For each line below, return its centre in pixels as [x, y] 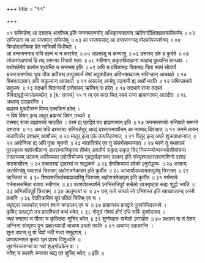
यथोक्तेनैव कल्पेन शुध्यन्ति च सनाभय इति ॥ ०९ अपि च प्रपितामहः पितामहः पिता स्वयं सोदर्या [91, 67]
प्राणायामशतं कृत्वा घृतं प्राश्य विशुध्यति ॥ [43, 239]
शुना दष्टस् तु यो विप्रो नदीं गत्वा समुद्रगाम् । [47, 232]
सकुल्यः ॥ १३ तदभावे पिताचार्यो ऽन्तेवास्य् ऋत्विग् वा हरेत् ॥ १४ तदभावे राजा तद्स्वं [84, 88]
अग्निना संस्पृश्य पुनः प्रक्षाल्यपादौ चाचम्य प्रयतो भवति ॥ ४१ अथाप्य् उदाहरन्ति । [80, 225]
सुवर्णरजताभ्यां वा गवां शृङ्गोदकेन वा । [43, 246]
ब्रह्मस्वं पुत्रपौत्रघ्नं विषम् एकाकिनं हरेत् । [43, 109]
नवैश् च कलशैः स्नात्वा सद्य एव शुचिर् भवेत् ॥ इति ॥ [55, 253]
